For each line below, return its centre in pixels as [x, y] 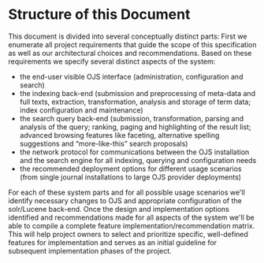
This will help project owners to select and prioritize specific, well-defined [128, 234]
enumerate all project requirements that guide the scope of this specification [132, 44]
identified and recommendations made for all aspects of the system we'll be [131, 217]
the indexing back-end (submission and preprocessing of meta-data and [138, 93]
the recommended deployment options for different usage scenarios [130, 169]
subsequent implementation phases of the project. [90, 250]
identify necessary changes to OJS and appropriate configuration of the [125, 200]
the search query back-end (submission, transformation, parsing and [132, 118]
